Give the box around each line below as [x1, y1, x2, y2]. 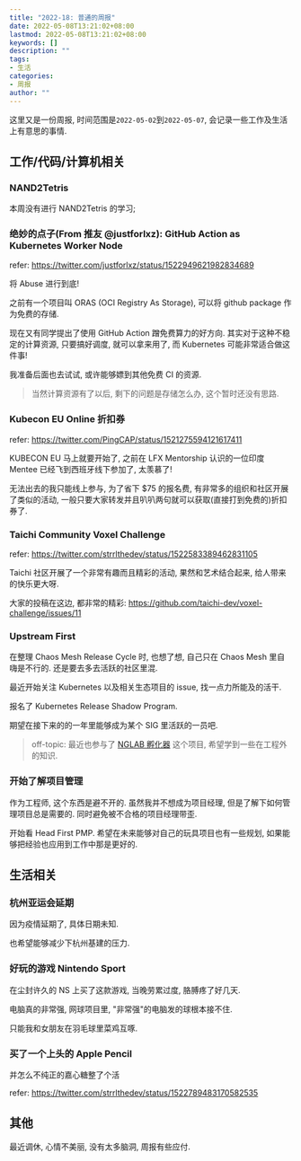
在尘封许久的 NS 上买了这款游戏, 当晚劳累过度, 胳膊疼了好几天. [9, 984, 241, 995]
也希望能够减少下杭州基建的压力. [9, 937, 130, 948]
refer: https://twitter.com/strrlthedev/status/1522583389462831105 [9, 549, 258, 559]
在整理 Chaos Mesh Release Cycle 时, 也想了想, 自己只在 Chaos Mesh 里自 [9, 652, 286, 663]
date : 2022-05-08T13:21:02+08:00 [9, 22, 135, 31]
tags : [9, 55, 30, 64]
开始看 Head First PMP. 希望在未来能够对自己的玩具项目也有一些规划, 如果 [9, 827, 283, 838]
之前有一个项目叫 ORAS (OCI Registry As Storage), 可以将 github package [9, 297, 282, 308]
